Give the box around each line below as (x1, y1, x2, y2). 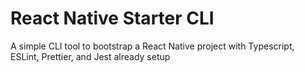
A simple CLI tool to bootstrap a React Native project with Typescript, (10, 40, 295, 52)
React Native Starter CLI (10, 7, 215, 30)
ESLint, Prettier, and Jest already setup (10, 50, 171, 62)
